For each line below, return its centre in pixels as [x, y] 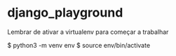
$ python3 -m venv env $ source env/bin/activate [79, 45]
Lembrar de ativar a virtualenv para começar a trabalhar [88, 32]
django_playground [65, 13]
